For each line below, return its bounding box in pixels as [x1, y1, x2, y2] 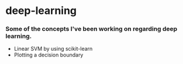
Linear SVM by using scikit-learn [13, 45, 93, 52]
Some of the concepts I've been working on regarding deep [5, 25, 178, 33]
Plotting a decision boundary [13, 51, 84, 59]
